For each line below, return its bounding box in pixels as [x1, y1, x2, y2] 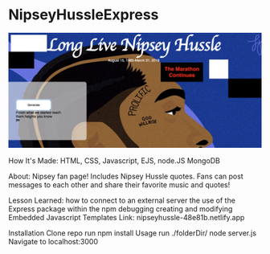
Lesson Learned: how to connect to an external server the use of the [8, 195, 235, 206]
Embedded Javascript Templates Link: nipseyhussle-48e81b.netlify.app [8, 213, 245, 223]
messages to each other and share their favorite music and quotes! [8, 180, 231, 190]
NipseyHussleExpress [8, 6, 159, 24]
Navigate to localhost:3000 [8, 237, 99, 247]
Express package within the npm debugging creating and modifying [8, 204, 233, 214]
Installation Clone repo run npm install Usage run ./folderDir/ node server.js [8, 228, 257, 238]
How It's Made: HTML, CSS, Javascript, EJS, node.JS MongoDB [8, 156, 221, 166]
